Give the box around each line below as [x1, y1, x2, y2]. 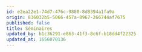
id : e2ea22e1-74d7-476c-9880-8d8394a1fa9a [6, 8, 115, 15]
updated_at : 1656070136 [6, 36, 66, 42]
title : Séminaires [6, 25, 53, 32]
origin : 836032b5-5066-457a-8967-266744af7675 [6, 14, 126, 20]
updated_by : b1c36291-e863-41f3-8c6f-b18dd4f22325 [6, 31, 137, 37]
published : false [6, 20, 50, 26]
